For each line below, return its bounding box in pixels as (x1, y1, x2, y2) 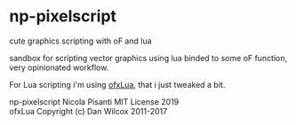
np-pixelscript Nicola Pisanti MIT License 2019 (9, 96, 180, 107)
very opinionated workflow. (9, 62, 109, 73)
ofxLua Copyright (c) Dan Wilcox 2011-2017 (9, 105, 168, 116)
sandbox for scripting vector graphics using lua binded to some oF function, (9, 52, 288, 63)
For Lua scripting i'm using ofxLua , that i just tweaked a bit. (9, 79, 226, 90)
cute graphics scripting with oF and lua (9, 35, 153, 46)
